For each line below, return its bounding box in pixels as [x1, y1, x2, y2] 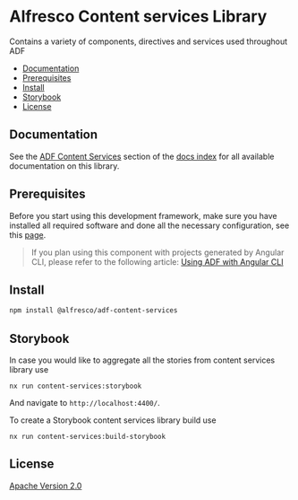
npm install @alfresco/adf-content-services [9, 306, 178, 315]
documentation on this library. [9, 160, 120, 171]
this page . [9, 229, 47, 240]
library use [9, 364, 49, 375]
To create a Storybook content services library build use [9, 415, 217, 425]
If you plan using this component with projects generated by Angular [30, 247, 285, 258]
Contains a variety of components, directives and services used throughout [9, 36, 288, 47]
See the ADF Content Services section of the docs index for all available [9, 151, 275, 162]
